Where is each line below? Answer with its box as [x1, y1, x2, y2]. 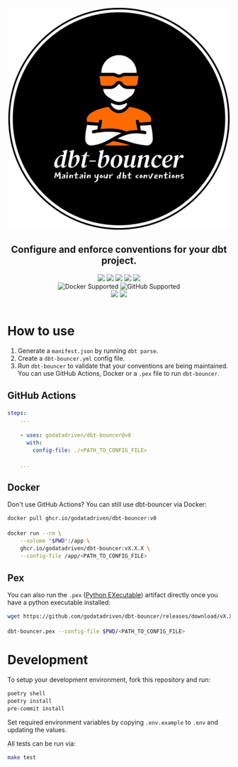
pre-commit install [7, 705, 65, 712]
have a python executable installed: [7, 598, 111, 607]
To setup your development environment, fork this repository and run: [7, 675, 211, 684]
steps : [7, 409, 27, 416]
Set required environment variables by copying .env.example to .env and [7, 718, 218, 727]
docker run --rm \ [7, 530, 62, 537]
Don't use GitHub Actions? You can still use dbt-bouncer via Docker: [7, 500, 207, 508]
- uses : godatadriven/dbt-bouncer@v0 [20, 432, 132, 439]
